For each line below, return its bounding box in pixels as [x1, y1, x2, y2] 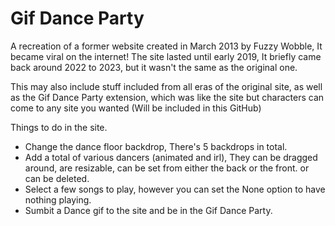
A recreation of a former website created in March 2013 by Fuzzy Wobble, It [10, 40, 323, 52]
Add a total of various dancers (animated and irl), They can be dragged [24, 151, 318, 163]
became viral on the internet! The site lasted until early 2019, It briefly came [10, 50, 322, 62]
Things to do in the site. [10, 121, 108, 133]
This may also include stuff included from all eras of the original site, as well [10, 80, 323, 92]
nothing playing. [24, 193, 92, 206]
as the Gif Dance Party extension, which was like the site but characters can [10, 91, 325, 103]
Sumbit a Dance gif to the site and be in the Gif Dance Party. [24, 204, 273, 216]
